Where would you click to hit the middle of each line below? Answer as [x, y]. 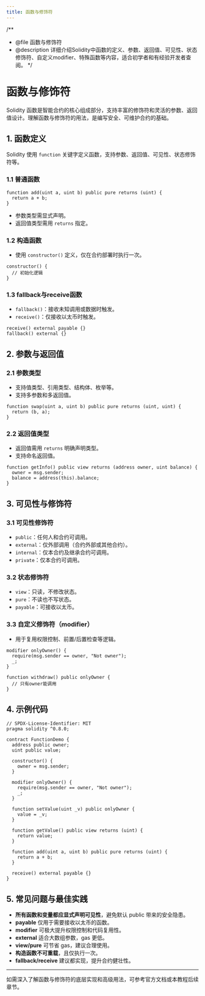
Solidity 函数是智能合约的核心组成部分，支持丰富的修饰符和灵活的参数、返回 [102, 110]
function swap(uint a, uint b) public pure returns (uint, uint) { [94, 406]
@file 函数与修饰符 [38, 42]
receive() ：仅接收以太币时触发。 [57, 317]
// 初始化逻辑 [27, 273]
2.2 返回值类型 [28, 433]
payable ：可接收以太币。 [46, 607]
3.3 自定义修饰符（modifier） [50, 624]
